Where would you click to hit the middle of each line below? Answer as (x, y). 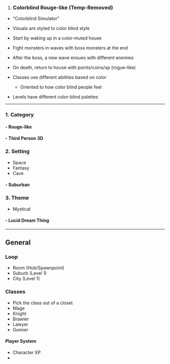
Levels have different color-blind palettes (55, 97)
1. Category (20, 115)
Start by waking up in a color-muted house (57, 38)
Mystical (22, 209)
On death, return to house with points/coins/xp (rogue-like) (74, 68)
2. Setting (17, 152)
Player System (21, 341)
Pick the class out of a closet (43, 303)
